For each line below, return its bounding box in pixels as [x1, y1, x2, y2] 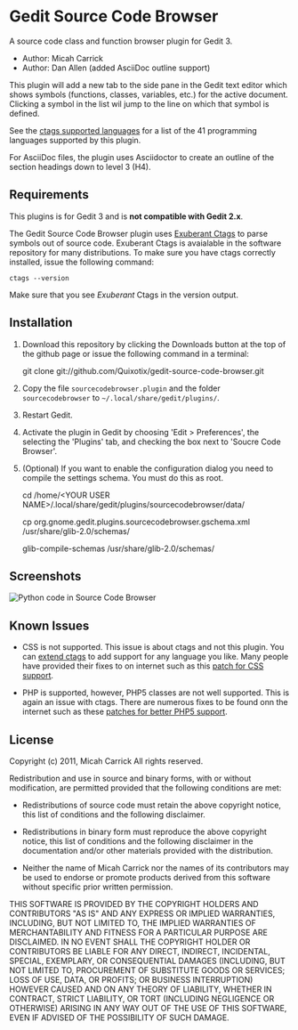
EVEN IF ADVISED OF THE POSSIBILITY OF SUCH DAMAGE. [9, 1012, 230, 1023]
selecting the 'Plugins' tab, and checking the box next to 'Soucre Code [21, 436, 282, 447]
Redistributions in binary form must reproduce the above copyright [21, 826, 267, 837]
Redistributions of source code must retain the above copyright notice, [21, 799, 282, 810]
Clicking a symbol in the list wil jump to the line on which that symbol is [9, 98, 270, 109]
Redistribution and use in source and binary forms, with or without [9, 773, 252, 783]
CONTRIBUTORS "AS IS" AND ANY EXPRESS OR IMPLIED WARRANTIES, [9, 908, 276, 919]
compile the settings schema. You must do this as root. [21, 472, 224, 483]
